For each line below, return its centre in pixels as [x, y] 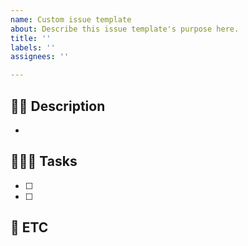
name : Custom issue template [71, 19]
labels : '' [33, 47]
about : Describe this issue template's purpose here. [125, 29]
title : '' [31, 38]
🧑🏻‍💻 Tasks [44, 161]
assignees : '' [40, 57]
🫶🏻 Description [58, 106]
